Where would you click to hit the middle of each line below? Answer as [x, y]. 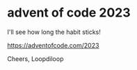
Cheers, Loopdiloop [35, 59]
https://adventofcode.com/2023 [53, 45]
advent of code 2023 [69, 13]
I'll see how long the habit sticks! [54, 32]
